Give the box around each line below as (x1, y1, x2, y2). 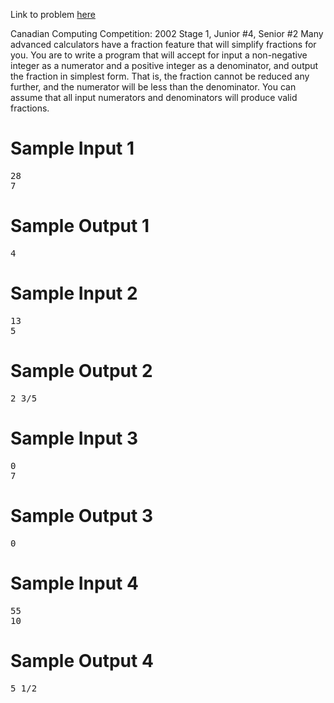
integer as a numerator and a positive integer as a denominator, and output (10, 60, 319, 71)
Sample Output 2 (10, 360, 153, 382)
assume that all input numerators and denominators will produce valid (10, 92, 298, 103)
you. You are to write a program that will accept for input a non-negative (10, 49, 308, 61)
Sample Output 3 (10, 504, 153, 527)
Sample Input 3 (10, 427, 139, 449)
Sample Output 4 (10, 649, 154, 672)
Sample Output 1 (10, 215, 150, 238)
